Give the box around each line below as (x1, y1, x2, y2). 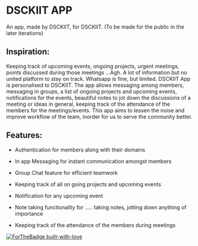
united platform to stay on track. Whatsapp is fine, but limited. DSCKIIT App (6, 75, 191, 82)
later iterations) (6, 29, 43, 36)
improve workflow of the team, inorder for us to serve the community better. (6, 113, 193, 120)
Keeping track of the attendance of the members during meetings (14, 221, 176, 229)
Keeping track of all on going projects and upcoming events (14, 181, 162, 188)
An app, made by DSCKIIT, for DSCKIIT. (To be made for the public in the (6, 23, 184, 30)
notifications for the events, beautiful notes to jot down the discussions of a (6, 94, 191, 101)
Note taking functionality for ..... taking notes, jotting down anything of (14, 203, 187, 211)
